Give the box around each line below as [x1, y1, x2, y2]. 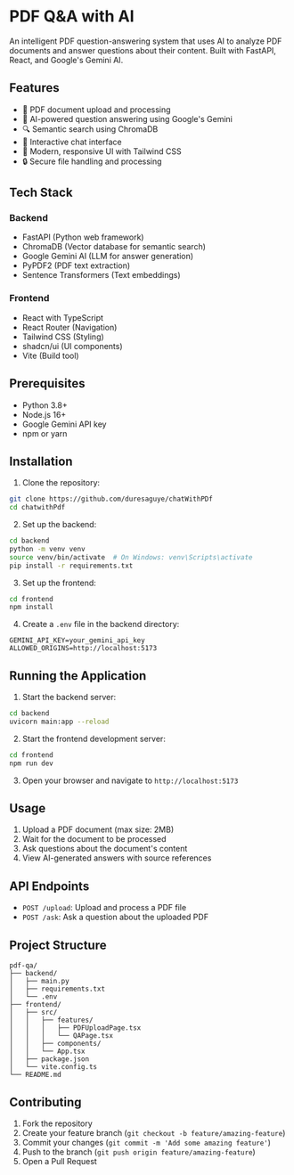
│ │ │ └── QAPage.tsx [9, 1032, 114, 1040]
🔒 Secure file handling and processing [21, 156, 162, 167]
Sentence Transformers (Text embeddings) [21, 270, 181, 281]
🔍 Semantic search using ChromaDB [21, 123, 159, 135]
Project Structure [9, 937, 107, 952]
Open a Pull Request [21, 1155, 98, 1166]
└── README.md [9, 1071, 62, 1080]
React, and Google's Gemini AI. [9, 54, 124, 65]
